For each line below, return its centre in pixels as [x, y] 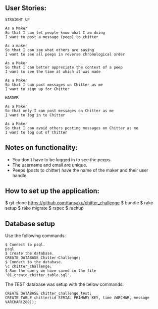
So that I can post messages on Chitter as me [54, 85]
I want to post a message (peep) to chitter [52, 37]
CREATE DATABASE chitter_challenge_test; [49, 294]
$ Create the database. [30, 253]
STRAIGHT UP [17, 19]
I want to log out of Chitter [36, 132]
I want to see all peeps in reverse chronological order [65, 54]
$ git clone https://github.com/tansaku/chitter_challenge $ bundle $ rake [79, 203]
